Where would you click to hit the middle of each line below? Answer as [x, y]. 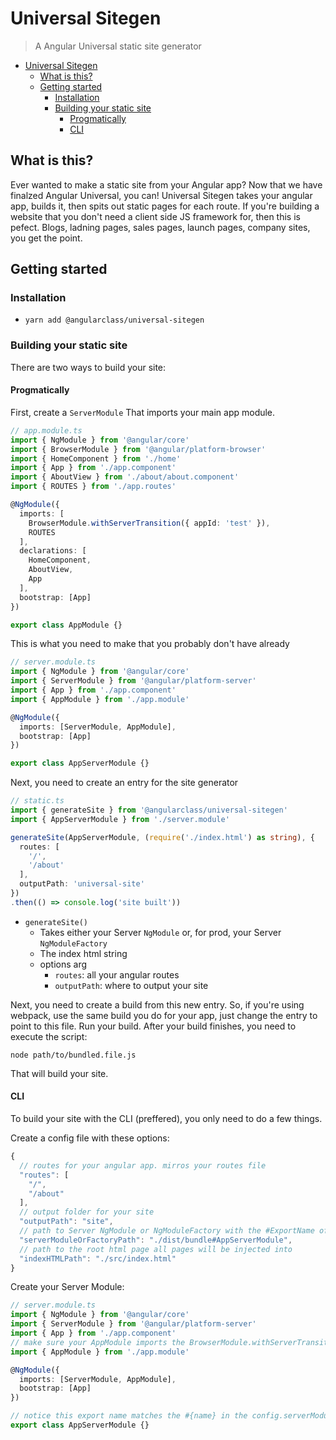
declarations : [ [53, 551]
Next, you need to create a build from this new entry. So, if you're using [157, 1004]
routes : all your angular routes [117, 974]
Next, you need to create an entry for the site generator [124, 783]
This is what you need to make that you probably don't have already [150, 644]
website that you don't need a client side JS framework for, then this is [155, 216]
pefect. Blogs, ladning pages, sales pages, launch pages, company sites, [160, 227]
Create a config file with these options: [90, 1138]
